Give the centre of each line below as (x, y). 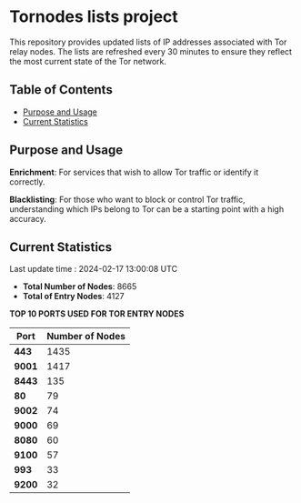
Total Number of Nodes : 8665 (80, 287)
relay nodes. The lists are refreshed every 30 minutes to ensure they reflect (151, 51)
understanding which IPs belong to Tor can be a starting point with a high (147, 209)
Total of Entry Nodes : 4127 (73, 297)
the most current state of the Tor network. (88, 61)
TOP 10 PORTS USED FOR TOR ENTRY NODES (97, 314)
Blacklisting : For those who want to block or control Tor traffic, (127, 199)
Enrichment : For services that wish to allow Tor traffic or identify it (134, 172)
